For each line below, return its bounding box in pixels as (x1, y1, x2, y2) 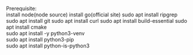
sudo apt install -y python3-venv (6, 30, 85, 37)
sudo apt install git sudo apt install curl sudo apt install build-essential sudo (6, 18, 187, 24)
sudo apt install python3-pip (6, 36, 74, 43)
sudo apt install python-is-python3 (6, 42, 89, 49)
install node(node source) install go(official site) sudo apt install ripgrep (6, 11, 178, 18)
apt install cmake (6, 23, 47, 30)
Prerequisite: (6, 5, 37, 12)
